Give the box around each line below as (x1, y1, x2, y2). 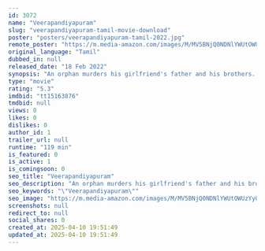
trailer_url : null (8, 135, 69, 144)
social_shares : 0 (8, 216, 65, 224)
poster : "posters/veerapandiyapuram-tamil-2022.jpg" (8, 33, 185, 42)
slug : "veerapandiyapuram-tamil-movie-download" (8, 26, 171, 34)
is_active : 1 (8, 158, 51, 166)
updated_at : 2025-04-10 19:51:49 (8, 231, 118, 239)
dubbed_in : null (8, 56, 62, 64)
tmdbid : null (8, 99, 51, 107)
